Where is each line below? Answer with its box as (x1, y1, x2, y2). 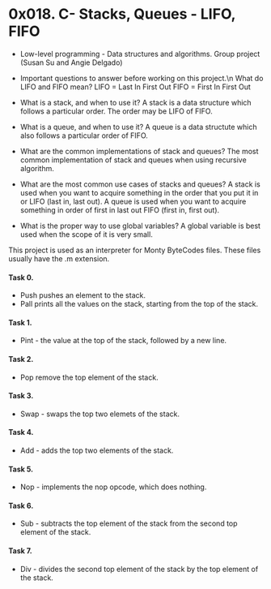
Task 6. (8, 501, 34, 510)
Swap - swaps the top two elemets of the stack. (19, 409, 180, 419)
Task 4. (8, 428, 34, 437)
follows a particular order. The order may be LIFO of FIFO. (19, 106, 213, 116)
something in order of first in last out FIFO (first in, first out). (19, 204, 220, 215)
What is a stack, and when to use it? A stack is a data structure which (19, 97, 252, 107)
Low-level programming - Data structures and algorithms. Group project (19, 49, 260, 58)
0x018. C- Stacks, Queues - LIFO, (8, 5, 236, 24)
